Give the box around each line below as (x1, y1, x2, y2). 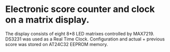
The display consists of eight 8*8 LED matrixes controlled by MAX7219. (5, 30, 154, 36)
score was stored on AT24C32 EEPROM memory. (5, 41, 108, 47)
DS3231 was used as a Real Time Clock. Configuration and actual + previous (5, 36, 165, 42)
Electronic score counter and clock (5, 3, 155, 15)
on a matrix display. (5, 14, 90, 25)
